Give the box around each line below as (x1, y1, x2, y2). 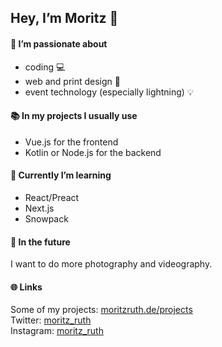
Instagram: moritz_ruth (10, 325, 104, 337)
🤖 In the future (10, 236, 71, 248)
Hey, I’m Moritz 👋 (10, 10, 119, 27)
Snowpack (24, 213, 69, 225)
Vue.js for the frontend (24, 136, 119, 148)
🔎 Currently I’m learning (10, 169, 112, 181)
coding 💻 (24, 61, 66, 73)
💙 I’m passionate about (10, 37, 108, 50)
